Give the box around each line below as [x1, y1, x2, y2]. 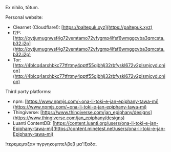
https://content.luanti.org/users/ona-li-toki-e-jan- [54, 120, 159, 126]
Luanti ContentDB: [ [12, 120, 55, 126]
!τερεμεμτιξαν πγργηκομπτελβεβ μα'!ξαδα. [5, 141, 97, 147]
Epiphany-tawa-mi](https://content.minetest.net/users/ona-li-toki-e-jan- [12, 125, 165, 132]
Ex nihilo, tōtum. [5, 5, 39, 10]
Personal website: [5, 14, 43, 20]
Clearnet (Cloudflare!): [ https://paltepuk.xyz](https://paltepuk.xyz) [12, 24, 153, 30]
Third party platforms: [5, 89, 52, 94]
